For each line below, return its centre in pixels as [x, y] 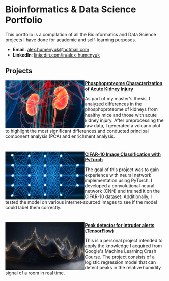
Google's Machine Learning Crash [121, 251]
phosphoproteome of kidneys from [121, 109]
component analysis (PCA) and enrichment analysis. [60, 136]
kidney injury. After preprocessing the [124, 120]
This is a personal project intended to [124, 241]
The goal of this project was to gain [122, 170]
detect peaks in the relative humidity [123, 268]
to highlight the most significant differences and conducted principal [77, 131]
